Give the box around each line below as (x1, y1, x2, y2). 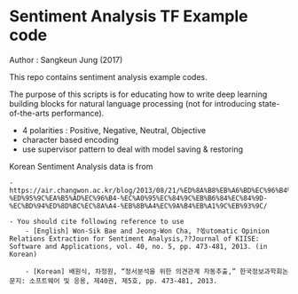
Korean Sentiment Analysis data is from (9, 161, 153, 171)
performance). (51, 107, 105, 118)
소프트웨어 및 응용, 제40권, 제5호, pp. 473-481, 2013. (29, 276, 218, 285)
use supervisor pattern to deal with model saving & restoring (21, 144, 244, 155)
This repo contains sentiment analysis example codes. (9, 71, 208, 82)
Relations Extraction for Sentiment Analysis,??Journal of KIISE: (9, 234, 260, 243)
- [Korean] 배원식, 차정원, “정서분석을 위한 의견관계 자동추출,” (25, 266, 237, 276)
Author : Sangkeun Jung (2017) (9, 54, 123, 65)
